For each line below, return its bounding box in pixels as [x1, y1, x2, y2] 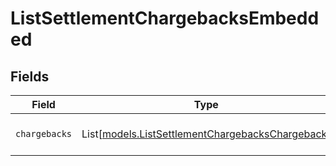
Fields [10, 68, 50, 85]
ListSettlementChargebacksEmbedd [10, 7, 320, 30]
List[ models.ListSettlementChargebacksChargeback [81, 127, 328, 141]
